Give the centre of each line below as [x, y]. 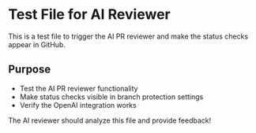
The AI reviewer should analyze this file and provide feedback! [110, 120]
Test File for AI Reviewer [90, 15]
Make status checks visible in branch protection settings [111, 97]
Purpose [30, 70]
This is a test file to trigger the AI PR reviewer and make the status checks [128, 36]
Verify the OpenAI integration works [78, 105]
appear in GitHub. [37, 44]
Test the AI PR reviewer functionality [79, 88]
